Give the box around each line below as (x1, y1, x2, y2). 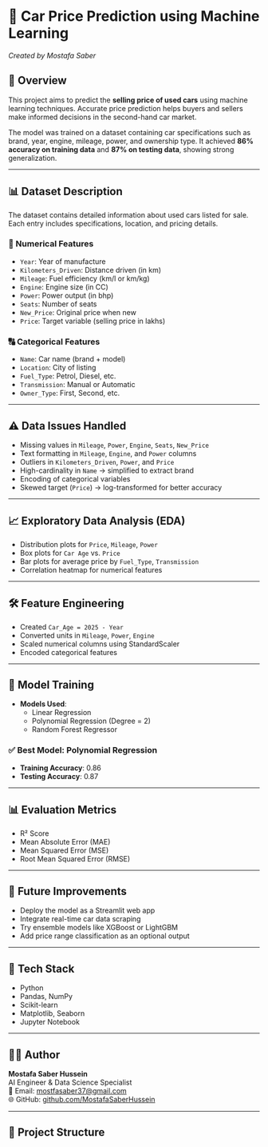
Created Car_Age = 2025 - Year (19, 621, 124, 631)
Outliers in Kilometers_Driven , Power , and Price (19, 457, 175, 466)
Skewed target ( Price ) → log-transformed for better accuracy (19, 482, 223, 492)
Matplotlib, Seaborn (19, 1009, 85, 1018)
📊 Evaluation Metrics (8, 803, 117, 817)
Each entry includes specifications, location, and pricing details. (8, 218, 219, 228)
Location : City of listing (19, 363, 97, 373)
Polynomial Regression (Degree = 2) (31, 716, 152, 726)
